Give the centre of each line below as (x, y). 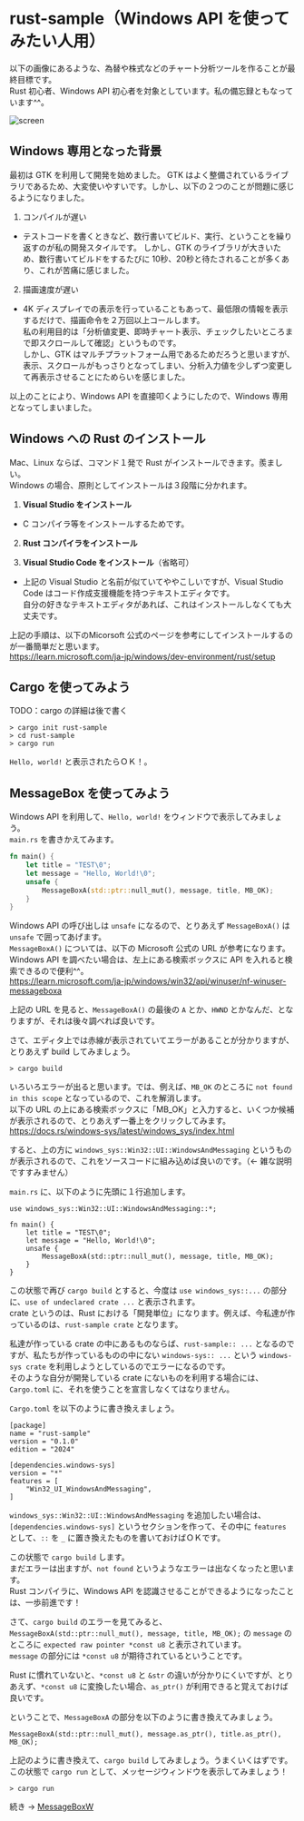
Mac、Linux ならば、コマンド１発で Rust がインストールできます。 (134, 462)
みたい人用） (58, 41)
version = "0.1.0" (44, 1442)
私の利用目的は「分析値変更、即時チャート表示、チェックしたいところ (154, 331)
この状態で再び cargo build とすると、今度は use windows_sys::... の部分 (148, 1291)
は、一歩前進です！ (45, 1602)
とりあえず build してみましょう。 (72, 1052)
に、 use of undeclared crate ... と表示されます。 (105, 1302)
